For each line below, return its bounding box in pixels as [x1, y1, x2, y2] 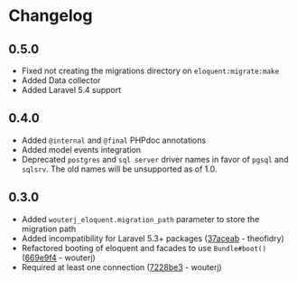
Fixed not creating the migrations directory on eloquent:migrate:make [21, 65, 280, 76]
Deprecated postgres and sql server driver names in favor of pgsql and [21, 154, 289, 164]
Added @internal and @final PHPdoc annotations [21, 135, 207, 145]
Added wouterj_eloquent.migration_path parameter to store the [21, 213, 260, 224]
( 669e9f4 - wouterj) [21, 252, 96, 263]
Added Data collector [21, 75, 101, 86]
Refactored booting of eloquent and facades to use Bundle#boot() [21, 242, 267, 253]
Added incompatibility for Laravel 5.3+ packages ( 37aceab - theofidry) [21, 232, 285, 244]
